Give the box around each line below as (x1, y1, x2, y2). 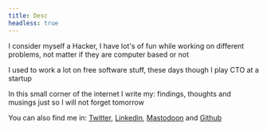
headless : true (8, 19, 59, 27)
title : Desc (8, 11, 48, 20)
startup (8, 73, 32, 83)
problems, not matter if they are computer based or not (8, 49, 190, 59)
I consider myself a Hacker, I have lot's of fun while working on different (8, 41, 245, 50)
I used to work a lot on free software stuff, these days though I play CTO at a (8, 65, 259, 74)
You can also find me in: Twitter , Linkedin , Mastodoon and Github (8, 112, 222, 122)
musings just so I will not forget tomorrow (8, 97, 145, 107)
